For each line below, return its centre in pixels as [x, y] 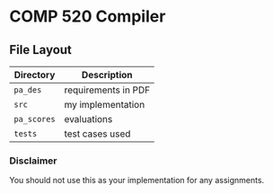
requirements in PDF [107, 90]
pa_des [28, 90]
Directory [35, 75]
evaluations [88, 119]
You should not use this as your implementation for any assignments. [137, 181]
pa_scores [35, 119]
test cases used [97, 134]
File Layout [40, 50]
